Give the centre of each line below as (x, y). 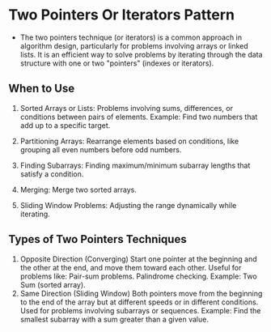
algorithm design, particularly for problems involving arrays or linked (134, 45)
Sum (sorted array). (53, 284)
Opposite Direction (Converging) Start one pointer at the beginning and (138, 259)
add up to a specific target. (65, 125)
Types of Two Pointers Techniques (98, 239)
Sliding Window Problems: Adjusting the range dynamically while (128, 205)
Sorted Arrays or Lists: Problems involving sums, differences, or (126, 108)
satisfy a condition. (52, 174)
